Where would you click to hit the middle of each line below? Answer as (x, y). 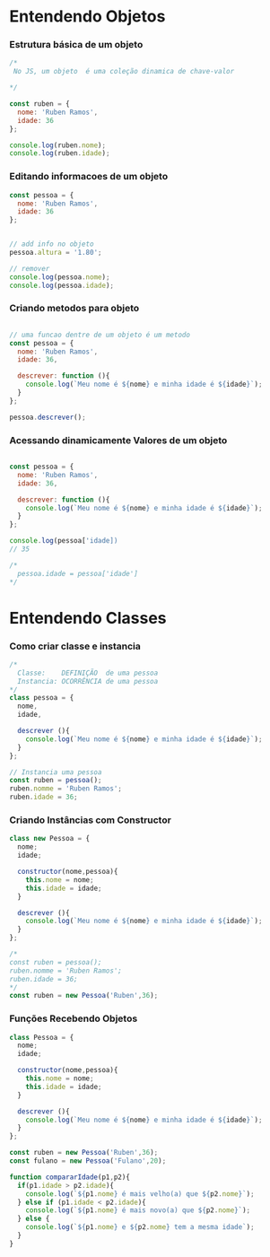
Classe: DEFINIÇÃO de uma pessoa (88, 673)
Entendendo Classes (88, 618)
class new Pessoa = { (50, 839)
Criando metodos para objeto (74, 309)
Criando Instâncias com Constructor (91, 820)
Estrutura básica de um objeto (76, 45)
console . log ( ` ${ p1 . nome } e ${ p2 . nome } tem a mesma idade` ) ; (140, 1227)
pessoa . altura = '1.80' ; (56, 253)
